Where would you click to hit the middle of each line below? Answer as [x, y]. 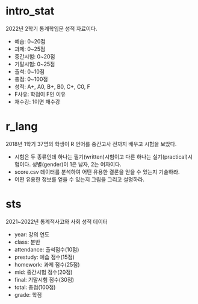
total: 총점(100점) [35, 287]
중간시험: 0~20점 [35, 56]
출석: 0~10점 [29, 71]
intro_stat [30, 11]
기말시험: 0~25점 [35, 64]
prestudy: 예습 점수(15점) [44, 257]
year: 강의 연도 [32, 234]
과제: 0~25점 [30, 49]
